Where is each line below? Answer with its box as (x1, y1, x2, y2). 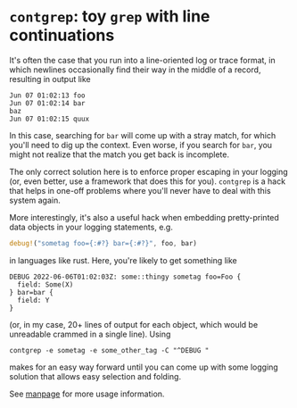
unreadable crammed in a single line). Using (9, 329, 171, 339)
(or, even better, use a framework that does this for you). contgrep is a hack (9, 176, 286, 187)
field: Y (17, 296, 50, 304)
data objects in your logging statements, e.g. (9, 221, 174, 232)
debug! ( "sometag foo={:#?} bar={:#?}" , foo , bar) (9, 238, 198, 247)
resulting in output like (9, 73, 91, 84)
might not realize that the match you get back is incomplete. (9, 149, 230, 160)
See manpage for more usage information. (9, 388, 165, 399)
